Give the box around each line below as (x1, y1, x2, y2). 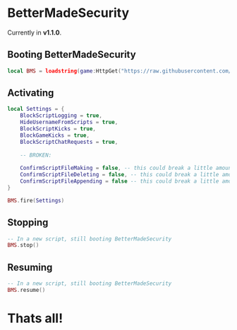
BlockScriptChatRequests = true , (20, 138, 119, 145)
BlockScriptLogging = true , (20, 112, 102, 119)
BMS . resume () (7, 286, 46, 293)
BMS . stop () (7, 242, 39, 249)
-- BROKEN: (20, 152, 52, 159)
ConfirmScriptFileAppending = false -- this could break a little (20, 178, 219, 185)
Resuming (7, 261, 53, 273)
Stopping (7, 216, 49, 228)
